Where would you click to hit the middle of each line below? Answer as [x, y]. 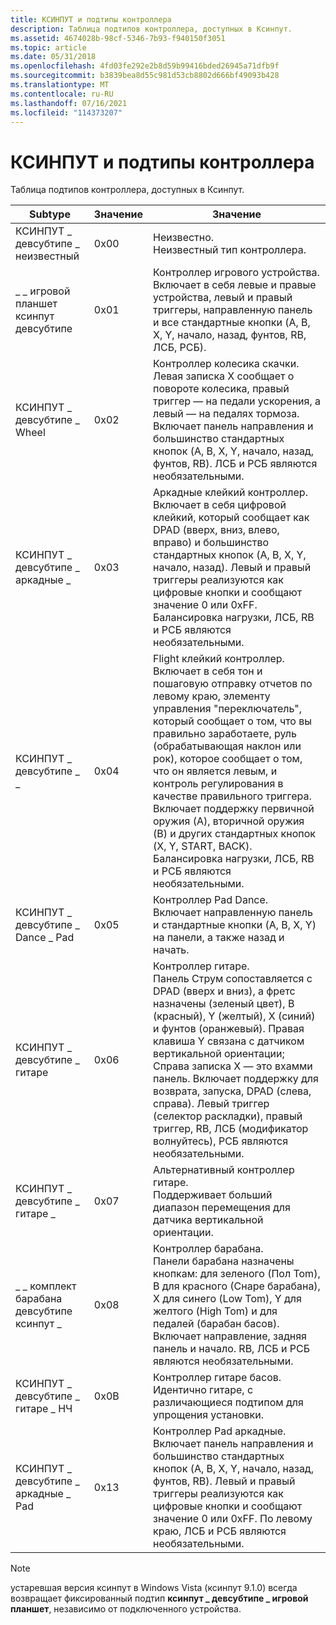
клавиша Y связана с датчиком [229, 1041]
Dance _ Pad [45, 938]
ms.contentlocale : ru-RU [62, 94]
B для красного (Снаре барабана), [237, 1286]
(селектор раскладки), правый [228, 1116]
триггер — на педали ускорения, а [237, 401]
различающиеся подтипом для [228, 1403]
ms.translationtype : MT [60, 85]
